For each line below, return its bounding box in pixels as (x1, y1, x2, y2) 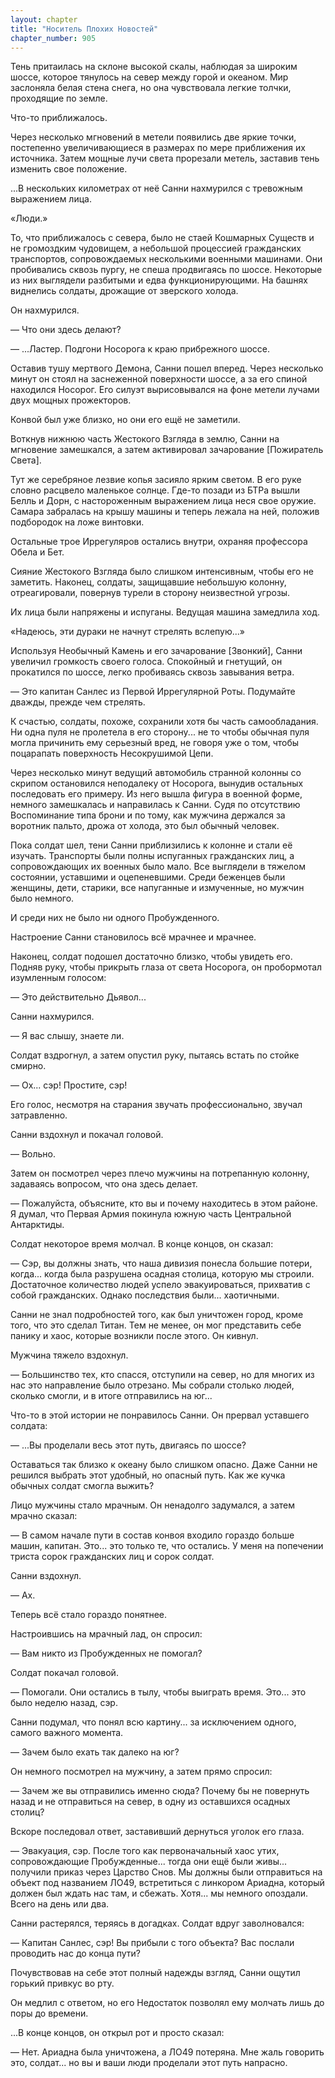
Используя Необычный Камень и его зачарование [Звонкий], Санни (10, 645, 303, 657)
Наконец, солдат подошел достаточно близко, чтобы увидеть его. (10, 951, 293, 963)
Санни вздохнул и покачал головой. (10, 1129, 164, 1141)
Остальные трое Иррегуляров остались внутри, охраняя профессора (10, 536, 308, 548)
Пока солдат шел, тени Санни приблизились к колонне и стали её (10, 839, 293, 851)
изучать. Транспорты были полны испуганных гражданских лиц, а (10, 850, 295, 862)
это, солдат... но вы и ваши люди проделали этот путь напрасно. (10, 2057, 288, 2069)
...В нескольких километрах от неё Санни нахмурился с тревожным (10, 182, 303, 195)
